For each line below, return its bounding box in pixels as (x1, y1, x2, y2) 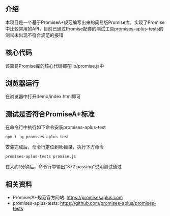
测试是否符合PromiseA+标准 (5, 110, 95, 118)
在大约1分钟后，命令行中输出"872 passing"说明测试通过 (5, 164, 122, 170)
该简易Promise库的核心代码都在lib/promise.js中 (5, 63, 104, 69)
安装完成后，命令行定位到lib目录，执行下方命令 (5, 144, 104, 150)
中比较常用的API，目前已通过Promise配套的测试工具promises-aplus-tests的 (5, 25, 164, 32)
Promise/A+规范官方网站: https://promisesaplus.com (12, 195, 123, 201)
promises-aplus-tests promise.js (5, 154, 76, 159)
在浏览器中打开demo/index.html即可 (5, 94, 81, 100)
